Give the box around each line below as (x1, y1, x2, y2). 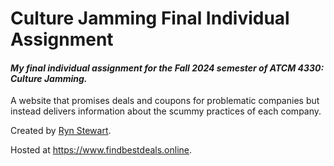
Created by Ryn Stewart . (10, 125, 112, 137)
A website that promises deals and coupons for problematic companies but (10, 95, 320, 107)
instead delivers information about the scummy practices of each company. (10, 105, 322, 117)
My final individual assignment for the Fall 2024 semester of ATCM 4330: (10, 62, 325, 74)
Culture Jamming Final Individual (10, 7, 290, 30)
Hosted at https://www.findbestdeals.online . (10, 144, 193, 156)
